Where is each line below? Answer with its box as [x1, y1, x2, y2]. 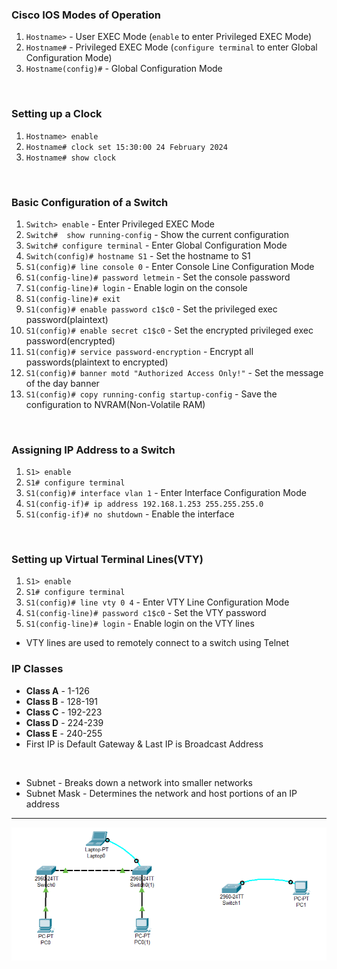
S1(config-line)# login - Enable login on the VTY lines [25, 618, 255, 630]
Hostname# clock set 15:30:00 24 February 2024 [25, 142, 228, 152]
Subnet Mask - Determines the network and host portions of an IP [25, 787, 298, 799]
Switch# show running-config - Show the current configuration [25, 228, 289, 240]
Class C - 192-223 [25, 706, 103, 718]
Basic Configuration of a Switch [11, 195, 169, 209]
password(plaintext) [25, 313, 109, 325]
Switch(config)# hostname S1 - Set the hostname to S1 [25, 249, 251, 262]
